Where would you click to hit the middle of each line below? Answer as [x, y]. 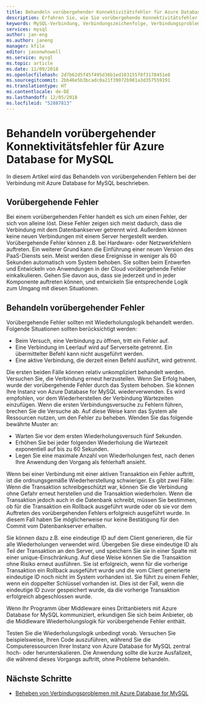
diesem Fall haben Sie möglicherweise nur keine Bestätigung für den [92, 520]
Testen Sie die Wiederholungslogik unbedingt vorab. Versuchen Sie [91, 633]
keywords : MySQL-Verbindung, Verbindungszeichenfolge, [77, 23]
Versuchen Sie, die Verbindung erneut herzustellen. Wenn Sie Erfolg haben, [101, 379]
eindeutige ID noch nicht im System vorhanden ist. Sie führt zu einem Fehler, [103, 577]
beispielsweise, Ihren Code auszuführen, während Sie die [79, 640]
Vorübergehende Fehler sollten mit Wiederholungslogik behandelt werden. [100, 323]
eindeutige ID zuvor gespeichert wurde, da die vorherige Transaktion [93, 590]
